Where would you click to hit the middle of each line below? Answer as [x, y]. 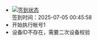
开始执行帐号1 [29, 25]
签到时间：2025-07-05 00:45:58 [52, 17]
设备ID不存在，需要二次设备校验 [51, 32]
